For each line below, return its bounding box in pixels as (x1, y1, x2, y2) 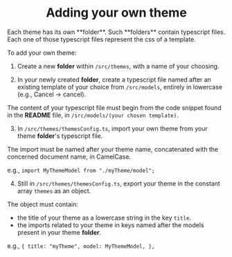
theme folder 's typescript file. (17, 132, 103, 140)
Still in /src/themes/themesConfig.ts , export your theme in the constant (17, 179, 220, 188)
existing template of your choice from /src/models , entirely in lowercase (17, 82, 223, 91)
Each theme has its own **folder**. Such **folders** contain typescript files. (7, 28, 226, 36)
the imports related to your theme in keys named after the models (17, 220, 204, 229)
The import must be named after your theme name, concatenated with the (7, 145, 219, 153)
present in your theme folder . (17, 228, 102, 236)
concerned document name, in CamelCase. (7, 152, 132, 161)
